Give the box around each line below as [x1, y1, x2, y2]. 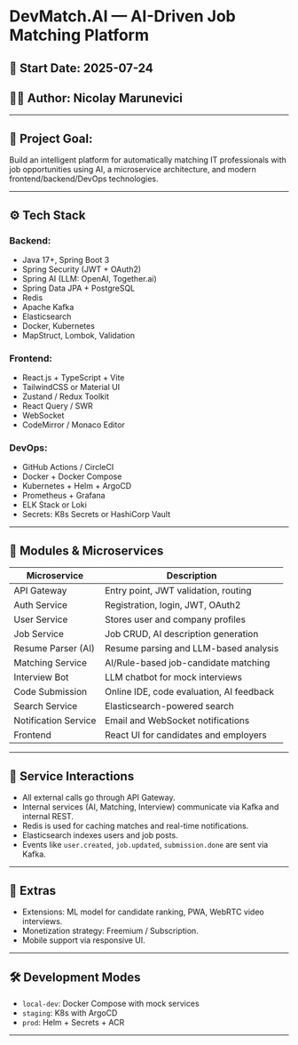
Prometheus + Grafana [21, 491, 106, 501]
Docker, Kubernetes [21, 320, 96, 331]
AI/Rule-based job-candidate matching [105, 657, 271, 669]
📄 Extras [9, 882, 56, 898]
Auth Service [13, 599, 68, 611]
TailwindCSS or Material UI [21, 382, 121, 393]
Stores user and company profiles [105, 613, 247, 626]
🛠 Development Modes [9, 970, 141, 985]
